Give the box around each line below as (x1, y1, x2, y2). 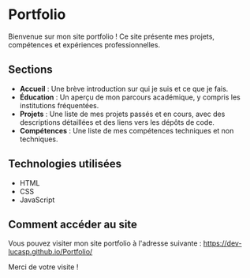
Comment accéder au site (8, 217, 138, 231)
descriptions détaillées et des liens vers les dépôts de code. (19, 117, 215, 127)
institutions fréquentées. (19, 100, 99, 110)
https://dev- (203, 239, 242, 248)
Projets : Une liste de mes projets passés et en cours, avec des (19, 109, 226, 118)
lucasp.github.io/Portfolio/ (8, 247, 93, 257)
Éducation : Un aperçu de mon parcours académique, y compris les (19, 92, 241, 102)
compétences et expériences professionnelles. (8, 39, 160, 49)
